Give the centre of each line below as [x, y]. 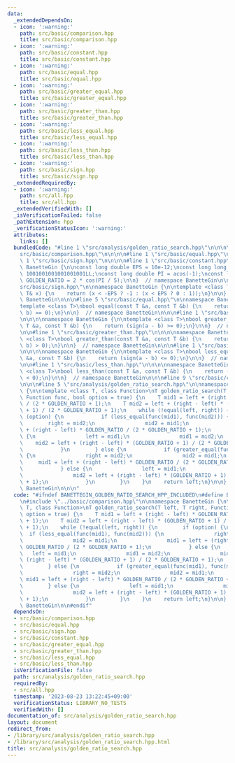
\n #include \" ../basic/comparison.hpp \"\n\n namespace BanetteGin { [120, 501]
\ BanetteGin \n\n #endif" [56, 606]
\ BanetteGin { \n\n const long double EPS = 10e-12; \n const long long [123, 267]
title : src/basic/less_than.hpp [67, 157]
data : [15, 14]
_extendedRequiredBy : [45, 183]
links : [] [34, 241]
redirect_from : [29, 729]
